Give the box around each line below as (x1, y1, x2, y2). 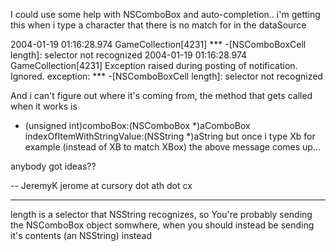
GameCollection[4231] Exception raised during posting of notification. (10, 60, 298, 71)
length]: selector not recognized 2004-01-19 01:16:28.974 (10, 49, 248, 61)
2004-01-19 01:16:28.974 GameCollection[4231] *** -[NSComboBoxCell (10, 39, 307, 50)
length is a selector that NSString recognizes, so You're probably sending (10, 209, 313, 220)
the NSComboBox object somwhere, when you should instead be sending (10, 219, 315, 231)
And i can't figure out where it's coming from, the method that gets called (10, 90, 313, 101)
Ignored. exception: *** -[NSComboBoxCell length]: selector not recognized (10, 70, 323, 82)
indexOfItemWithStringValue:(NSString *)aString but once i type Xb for (24, 130, 316, 142)
